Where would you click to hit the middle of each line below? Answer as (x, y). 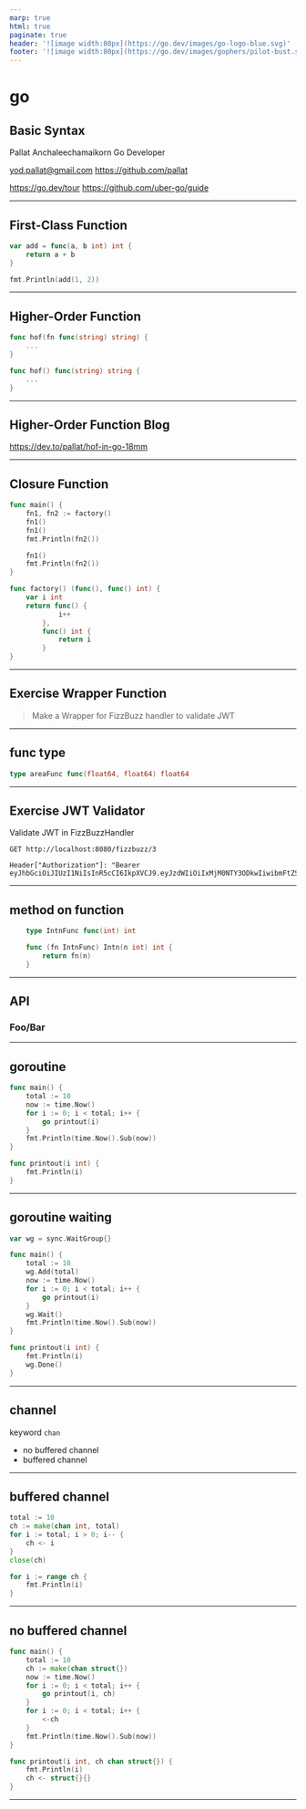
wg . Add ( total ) (52, 1272)
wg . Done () (45, 1365)
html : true (30, 26)
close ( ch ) (28, 1560)
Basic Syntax (47, 130)
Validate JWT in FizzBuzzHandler (72, 833)
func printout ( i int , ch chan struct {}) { (91, 1762)
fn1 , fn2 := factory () (69, 514)
